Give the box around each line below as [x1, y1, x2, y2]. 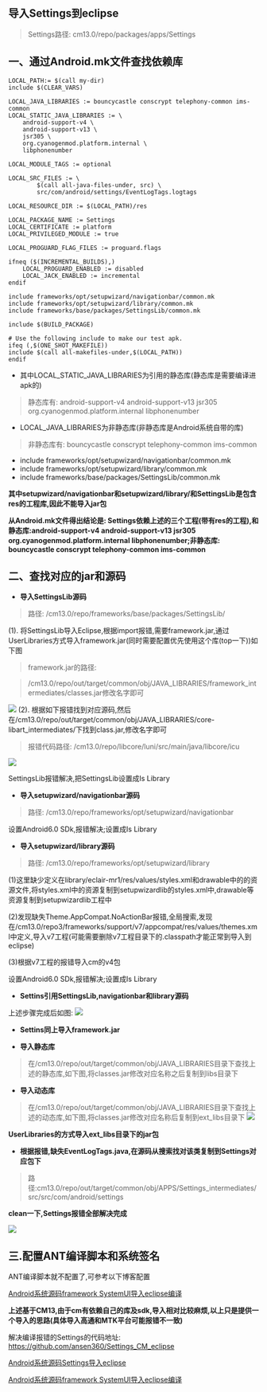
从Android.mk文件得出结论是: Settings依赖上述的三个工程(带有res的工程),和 [8, 515, 259, 525]
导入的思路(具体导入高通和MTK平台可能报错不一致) [14, 1316, 184, 1325]
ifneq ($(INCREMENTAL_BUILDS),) [8, 257, 115, 266]
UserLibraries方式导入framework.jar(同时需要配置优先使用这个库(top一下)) [8, 635, 252, 646]
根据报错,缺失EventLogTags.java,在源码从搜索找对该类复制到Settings [19, 1147, 250, 1156]
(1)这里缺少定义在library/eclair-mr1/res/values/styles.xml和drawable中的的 [8, 875, 251, 885]
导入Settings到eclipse [8, 6, 119, 21]
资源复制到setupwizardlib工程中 [8, 895, 113, 905]
